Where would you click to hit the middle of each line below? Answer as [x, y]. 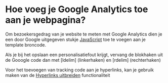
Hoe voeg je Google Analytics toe [77, 9]
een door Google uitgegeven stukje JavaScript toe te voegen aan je [75, 39]
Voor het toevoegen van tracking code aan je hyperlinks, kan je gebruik [80, 70]
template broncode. [26, 45]
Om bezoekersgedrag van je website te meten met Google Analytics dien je [84, 34]
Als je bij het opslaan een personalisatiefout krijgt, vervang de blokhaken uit [84, 55]
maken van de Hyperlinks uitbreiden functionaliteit [58, 75]
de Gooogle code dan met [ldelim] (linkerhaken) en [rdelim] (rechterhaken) [83, 60]
